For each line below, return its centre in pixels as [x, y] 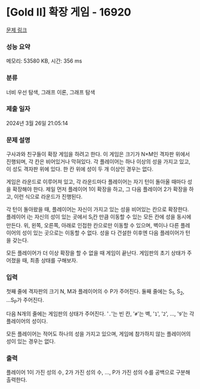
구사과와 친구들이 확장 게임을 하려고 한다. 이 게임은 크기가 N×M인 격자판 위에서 [98, 154]
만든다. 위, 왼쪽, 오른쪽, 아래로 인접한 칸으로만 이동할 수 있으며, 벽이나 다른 [93, 225]
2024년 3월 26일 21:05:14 [37, 123]
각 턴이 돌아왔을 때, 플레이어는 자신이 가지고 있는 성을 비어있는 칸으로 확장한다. [98, 209]
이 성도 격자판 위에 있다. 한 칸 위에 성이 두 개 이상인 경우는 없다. [80, 169]
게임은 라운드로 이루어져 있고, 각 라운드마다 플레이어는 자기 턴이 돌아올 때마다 [96, 182]
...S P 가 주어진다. [25, 301]
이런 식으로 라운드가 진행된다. [48, 197]
